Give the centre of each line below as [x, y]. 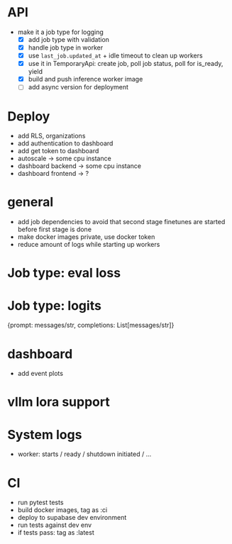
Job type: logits [54, 305]
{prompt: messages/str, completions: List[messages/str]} [91, 325]
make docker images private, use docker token [86, 237]
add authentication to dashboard [65, 143]
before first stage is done [55, 229]
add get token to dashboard [58, 151]
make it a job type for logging [61, 32]
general [31, 202]
